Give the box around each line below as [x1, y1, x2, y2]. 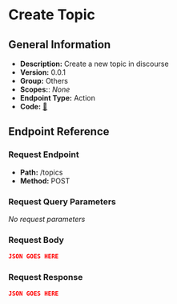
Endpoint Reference [8, 125, 110, 138]
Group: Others [19, 76, 68, 85]
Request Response [8, 272, 83, 283]
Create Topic [8, 6, 96, 24]
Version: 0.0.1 [19, 68, 66, 77]
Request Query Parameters [8, 195, 116, 207]
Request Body [8, 234, 64, 245]
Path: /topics [19, 167, 63, 177]
